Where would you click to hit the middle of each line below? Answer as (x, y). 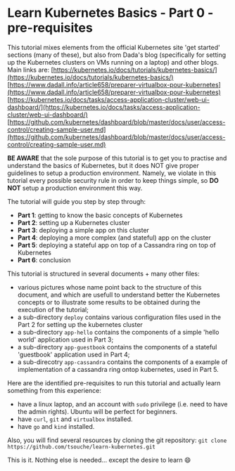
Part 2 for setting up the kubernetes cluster (80, 324)
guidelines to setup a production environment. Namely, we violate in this (112, 173)
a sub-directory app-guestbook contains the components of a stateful (117, 347)
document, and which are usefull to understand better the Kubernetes (119, 295)
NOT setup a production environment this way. (75, 188)
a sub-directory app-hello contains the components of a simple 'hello (118, 332)
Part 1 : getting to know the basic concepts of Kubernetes (100, 215)
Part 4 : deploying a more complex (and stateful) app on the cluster (114, 238)
